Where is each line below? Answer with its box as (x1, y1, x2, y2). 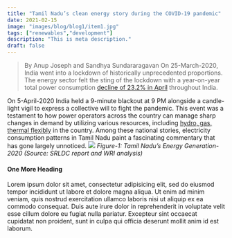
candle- (202, 97, 225, 104)
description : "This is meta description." (7, 36, 132, 43)
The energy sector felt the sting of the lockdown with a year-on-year (24, 76, 220, 84)
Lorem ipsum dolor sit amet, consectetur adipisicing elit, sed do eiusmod (7, 181, 215, 189)
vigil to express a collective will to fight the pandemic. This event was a (21, 104, 224, 112)
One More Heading (7, 165, 63, 173)
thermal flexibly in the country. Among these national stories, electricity (7, 126, 211, 134)
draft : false (7, 42, 45, 49)
